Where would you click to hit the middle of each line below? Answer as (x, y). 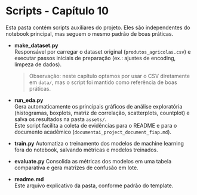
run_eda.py (29, 100)
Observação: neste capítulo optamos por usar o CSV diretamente (110, 76)
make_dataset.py (36, 45)
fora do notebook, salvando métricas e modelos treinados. (86, 150)
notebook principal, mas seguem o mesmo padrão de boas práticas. (90, 33)
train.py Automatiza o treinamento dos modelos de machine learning (99, 143)
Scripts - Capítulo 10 (57, 11)
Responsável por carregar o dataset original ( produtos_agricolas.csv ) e (102, 51)
